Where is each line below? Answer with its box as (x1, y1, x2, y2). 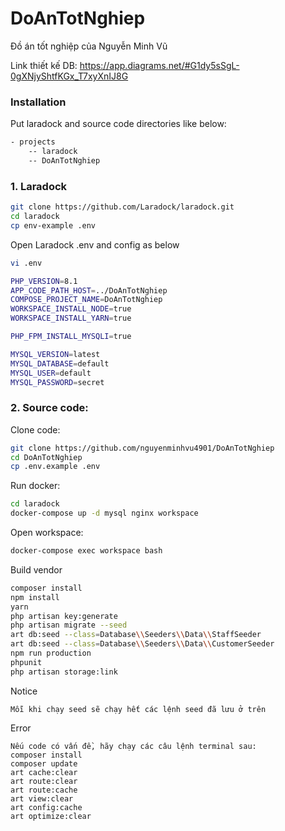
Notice (10, 685, 38, 697)
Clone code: (10, 423, 61, 436)
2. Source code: (10, 401, 89, 415)
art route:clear (10, 776, 78, 786)
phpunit (10, 657, 43, 667)
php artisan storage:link (10, 667, 118, 677)
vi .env (10, 258, 43, 268)
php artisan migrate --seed (10, 620, 128, 631)
